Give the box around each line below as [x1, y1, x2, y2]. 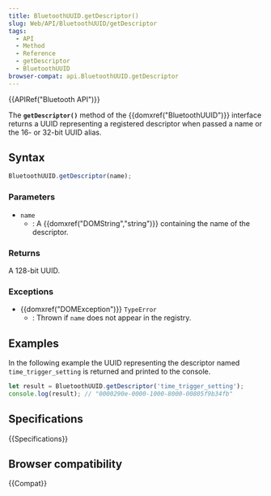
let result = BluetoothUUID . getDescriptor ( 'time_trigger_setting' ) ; [8, 383, 244, 391]
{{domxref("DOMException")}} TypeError [19, 305, 157, 314]
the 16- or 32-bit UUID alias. [8, 127, 102, 137]
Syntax [8, 151, 45, 165]
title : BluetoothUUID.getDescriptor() [8, 11, 139, 20]
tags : [8, 27, 27, 35]
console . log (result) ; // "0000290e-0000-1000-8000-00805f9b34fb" [8, 390, 233, 398]
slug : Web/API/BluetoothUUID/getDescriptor [8, 19, 158, 28]
